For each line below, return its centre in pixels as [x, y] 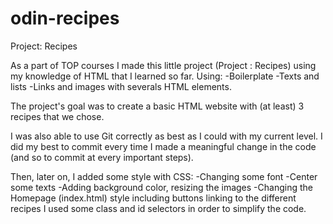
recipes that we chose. [57, 116]
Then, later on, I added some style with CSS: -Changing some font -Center [164, 176]
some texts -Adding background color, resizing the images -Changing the [161, 187]
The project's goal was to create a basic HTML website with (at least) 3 [157, 106]
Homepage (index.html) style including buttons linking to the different [153, 198]
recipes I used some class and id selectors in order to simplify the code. [158, 208]
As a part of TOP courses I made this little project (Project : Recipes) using [163, 65]
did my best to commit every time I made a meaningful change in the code [163, 146]
